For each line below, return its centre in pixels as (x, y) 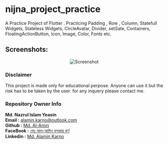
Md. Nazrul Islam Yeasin (31, 115)
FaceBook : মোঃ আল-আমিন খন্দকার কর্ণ (37, 131)
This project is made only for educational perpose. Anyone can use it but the (84, 86)
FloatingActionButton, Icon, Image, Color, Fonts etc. (58, 34)
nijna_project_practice (53, 9)
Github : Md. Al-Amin (27, 125)
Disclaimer (19, 75)
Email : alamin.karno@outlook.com (41, 120)
